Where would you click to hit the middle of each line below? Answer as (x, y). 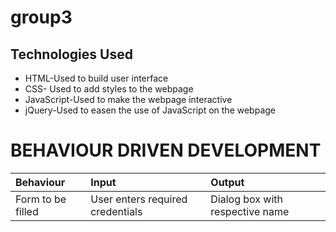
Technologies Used (71, 54)
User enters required (139, 199)
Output (227, 182)
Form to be (41, 199)
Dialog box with (247, 199)
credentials (116, 211)
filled (27, 211)
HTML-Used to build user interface (96, 78)
